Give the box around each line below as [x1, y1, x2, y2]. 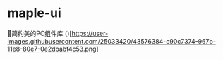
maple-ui [7, 5, 61, 21]
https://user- [71, 29, 109, 37]
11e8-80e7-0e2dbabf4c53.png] [7, 44, 99, 53]
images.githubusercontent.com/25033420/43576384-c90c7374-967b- [7, 37, 217, 45]
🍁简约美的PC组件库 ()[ [7, 29, 72, 37]
